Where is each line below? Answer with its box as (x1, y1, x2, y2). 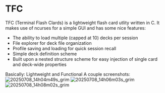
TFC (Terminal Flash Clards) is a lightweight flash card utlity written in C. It (5, 20, 160, 26)
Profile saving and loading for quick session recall (12, 45, 117, 51)
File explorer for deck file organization (12, 40, 92, 46)
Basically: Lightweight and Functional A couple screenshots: (5, 71, 130, 77)
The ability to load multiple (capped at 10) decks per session (12, 35, 138, 41)
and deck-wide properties (12, 61, 67, 67)
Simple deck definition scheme (12, 51, 77, 57)
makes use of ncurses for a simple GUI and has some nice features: (5, 25, 146, 31)
